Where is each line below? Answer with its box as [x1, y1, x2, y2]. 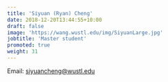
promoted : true [7, 42, 51, 49]
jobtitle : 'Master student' [7, 36, 87, 42]
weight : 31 [7, 49, 38, 55]
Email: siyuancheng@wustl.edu [7, 66, 96, 75]
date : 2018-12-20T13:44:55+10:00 [7, 16, 102, 23]
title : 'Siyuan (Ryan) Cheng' [7, 10, 94, 17]
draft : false [7, 23, 44, 29]
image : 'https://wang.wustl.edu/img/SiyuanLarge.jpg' [7, 29, 164, 36]
